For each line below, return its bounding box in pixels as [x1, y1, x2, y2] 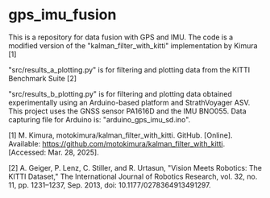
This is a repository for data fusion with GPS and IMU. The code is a [8, 32, 234, 42]
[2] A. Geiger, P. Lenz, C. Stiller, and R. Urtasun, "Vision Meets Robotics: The [8, 163, 263, 172]
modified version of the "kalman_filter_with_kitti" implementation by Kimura [8, 40, 258, 50]
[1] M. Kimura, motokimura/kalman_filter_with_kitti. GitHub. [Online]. [8, 130, 233, 140]
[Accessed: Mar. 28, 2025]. [8, 147, 99, 157]
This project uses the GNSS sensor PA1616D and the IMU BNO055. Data [8, 106, 247, 116]
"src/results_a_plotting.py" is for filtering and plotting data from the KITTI [8, 64, 251, 74]
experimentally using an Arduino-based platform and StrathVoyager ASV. [8, 97, 251, 107]
